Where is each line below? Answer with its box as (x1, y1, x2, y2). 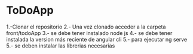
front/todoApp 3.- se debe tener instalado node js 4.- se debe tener (6, 29, 173, 36)
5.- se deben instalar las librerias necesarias (6, 42, 115, 49)
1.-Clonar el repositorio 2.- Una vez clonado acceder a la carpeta (6, 23, 166, 30)
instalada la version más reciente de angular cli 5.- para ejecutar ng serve (6, 36, 187, 43)
